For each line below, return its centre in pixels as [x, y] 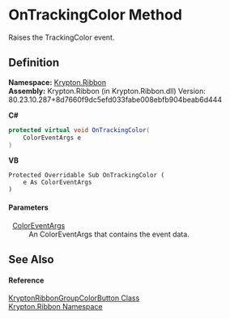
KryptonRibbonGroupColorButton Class [74, 298]
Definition [34, 63]
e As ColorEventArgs [57, 183]
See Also [31, 259]
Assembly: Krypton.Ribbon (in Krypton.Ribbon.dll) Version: [107, 91]
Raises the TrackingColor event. [62, 37]
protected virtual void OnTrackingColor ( [79, 130]
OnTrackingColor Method [95, 15]
